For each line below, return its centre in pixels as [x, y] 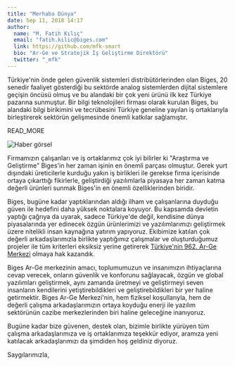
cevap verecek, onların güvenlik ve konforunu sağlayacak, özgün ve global [115, 274]
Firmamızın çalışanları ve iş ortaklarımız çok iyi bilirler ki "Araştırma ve [108, 158]
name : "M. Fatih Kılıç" [48, 33]
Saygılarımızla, [28, 354]
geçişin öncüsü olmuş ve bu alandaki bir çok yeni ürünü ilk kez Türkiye [109, 94]
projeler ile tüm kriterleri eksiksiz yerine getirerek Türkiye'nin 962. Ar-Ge [112, 246]
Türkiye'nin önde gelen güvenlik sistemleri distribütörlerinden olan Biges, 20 [118, 80]
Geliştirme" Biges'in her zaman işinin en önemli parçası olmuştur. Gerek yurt [118, 165]
